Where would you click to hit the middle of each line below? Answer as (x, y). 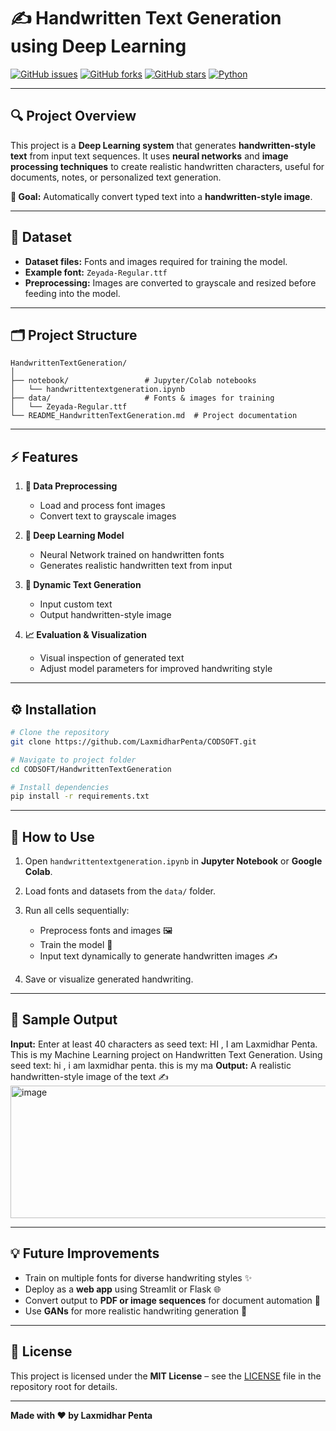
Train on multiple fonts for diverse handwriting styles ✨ (138, 1277)
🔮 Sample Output (64, 1020)
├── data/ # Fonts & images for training (142, 398)
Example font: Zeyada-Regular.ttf (96, 272)
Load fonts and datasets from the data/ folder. (120, 891)
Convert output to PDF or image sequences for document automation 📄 (173, 1300)
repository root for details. (64, 1386)
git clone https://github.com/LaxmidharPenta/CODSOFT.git (133, 741)
